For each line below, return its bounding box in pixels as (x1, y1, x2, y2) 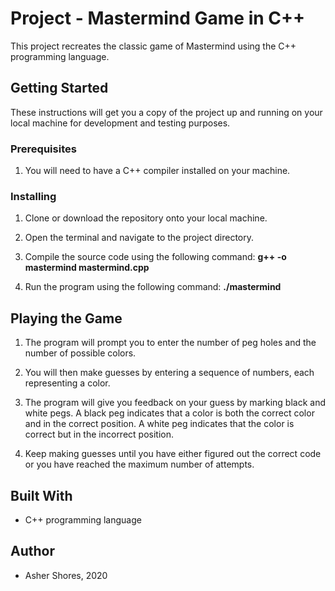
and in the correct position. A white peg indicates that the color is (24, 418, 295, 430)
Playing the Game (10, 310, 123, 327)
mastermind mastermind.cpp (24, 262, 150, 274)
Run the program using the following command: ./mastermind (24, 281, 282, 293)
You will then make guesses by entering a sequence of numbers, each (24, 367, 315, 379)
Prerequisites (10, 142, 77, 156)
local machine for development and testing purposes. (10, 117, 231, 129)
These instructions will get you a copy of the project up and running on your (10, 106, 323, 118)
